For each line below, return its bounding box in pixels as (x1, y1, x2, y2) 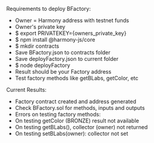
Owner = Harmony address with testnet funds (14, 17, 129, 24)
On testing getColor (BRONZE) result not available (14, 117, 140, 124)
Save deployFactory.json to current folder (14, 56, 119, 62)
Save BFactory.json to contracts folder (14, 49, 111, 56)
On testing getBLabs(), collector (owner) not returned (14, 124, 148, 130)
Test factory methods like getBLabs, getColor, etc (14, 75, 139, 81)
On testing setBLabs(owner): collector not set (14, 130, 129, 137)
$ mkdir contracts (14, 42, 59, 49)
